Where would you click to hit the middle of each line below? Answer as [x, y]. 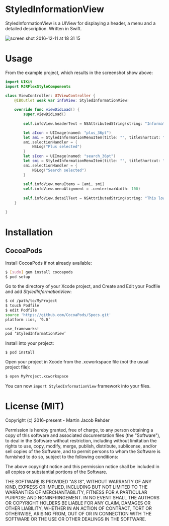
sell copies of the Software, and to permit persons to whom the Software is [83, 452]
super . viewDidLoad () [45, 114]
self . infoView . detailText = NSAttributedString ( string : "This [90, 198]
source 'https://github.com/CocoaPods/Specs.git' [58, 315]
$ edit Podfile [21, 311]
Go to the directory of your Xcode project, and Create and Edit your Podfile [83, 286]
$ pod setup [18, 277]
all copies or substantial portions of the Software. [56, 472]
